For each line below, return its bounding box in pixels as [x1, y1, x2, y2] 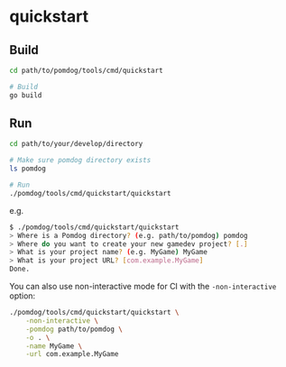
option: [9, 290, 36, 301]
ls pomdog [9, 164, 47, 173]
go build [9, 90, 42, 100]
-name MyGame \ [25, 341, 83, 351]
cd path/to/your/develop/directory [9, 140, 143, 149]
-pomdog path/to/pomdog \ [25, 325, 124, 334]
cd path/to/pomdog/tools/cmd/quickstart [9, 66, 164, 75]
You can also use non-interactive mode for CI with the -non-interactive [9, 281, 277, 292]
